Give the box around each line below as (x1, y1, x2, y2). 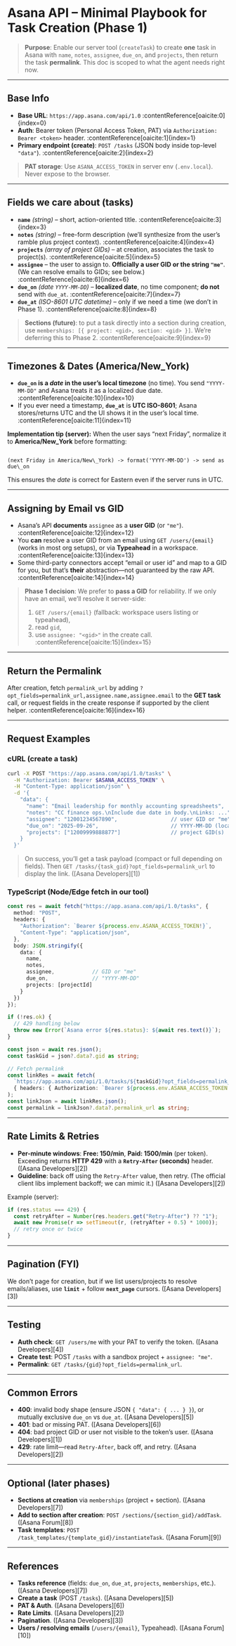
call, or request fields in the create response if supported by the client (7, 699, 209, 707)
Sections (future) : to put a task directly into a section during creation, (24, 318, 227, 327)
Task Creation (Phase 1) (7, 20, 148, 36)
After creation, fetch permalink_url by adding (7, 684, 138, 692)
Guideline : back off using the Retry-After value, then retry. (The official (17, 1172, 226, 1180)
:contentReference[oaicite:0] (142, 111, 225, 119)
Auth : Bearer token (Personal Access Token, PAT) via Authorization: (17, 126, 218, 134)
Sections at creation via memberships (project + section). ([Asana (17, 1496, 206, 1505)
